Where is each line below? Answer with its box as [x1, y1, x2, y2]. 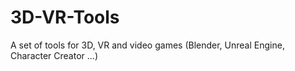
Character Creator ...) [10, 49, 98, 61]
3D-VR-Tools [10, 6, 120, 29]
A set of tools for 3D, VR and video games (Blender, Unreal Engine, [10, 39, 285, 51]
